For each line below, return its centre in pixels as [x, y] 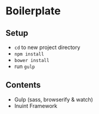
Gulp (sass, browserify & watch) [54, 99]
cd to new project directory [47, 47]
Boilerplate [33, 11]
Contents [23, 85]
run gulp [24, 66]
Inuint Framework [36, 106]
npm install [29, 54]
